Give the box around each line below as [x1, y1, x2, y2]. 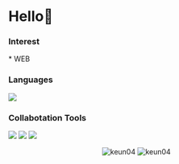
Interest [8, 36, 40, 47]
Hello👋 [8, 7, 54, 26]
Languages [8, 74, 54, 85]
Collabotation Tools [8, 112, 87, 123]
